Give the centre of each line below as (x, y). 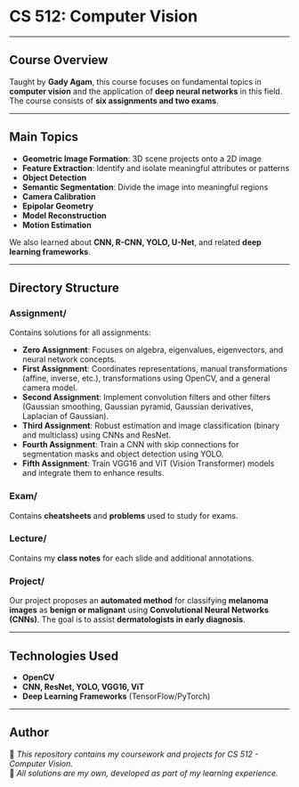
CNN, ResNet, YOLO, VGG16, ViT (83, 686)
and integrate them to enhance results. (93, 473)
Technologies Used (64, 656)
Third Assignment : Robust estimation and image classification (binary (151, 426)
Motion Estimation (57, 225)
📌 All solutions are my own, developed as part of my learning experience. (144, 773)
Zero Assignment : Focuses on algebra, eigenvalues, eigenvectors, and (153, 350)
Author (29, 733)
